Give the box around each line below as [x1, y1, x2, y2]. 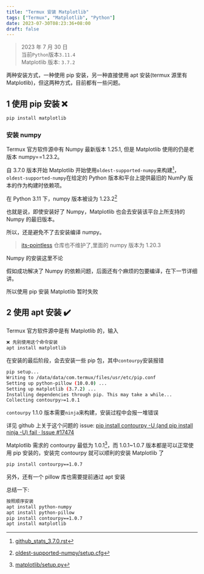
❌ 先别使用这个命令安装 [6, 339, 58, 346]
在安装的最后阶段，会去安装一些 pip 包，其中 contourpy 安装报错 [6, 357, 164, 364]
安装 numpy [6, 130, 41, 139]
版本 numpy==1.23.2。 [6, 153, 63, 161]
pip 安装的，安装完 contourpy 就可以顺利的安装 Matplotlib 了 [13, 449, 164, 457]
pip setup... [6, 369, 39, 375]
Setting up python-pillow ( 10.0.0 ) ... [6, 380, 107, 387]
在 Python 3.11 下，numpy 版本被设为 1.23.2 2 [6, 194, 118, 202]
